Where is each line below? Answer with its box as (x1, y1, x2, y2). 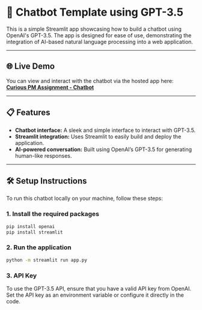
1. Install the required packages (6, 210, 99, 219)
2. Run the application (6, 243, 72, 252)
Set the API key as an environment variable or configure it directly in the (6, 291, 185, 299)
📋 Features (6, 108, 50, 118)
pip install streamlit (6, 229, 63, 235)
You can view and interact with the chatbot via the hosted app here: (6, 77, 174, 84)
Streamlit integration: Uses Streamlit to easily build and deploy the (14, 132, 182, 140)
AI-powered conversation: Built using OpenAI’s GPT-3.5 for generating (14, 146, 192, 153)
